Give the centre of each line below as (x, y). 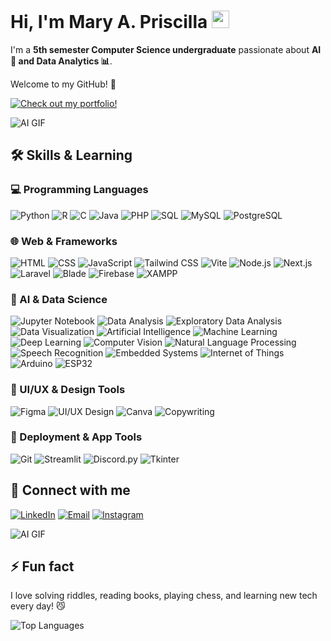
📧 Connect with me (70, 490)
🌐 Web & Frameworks (64, 241)
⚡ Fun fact (42, 566)
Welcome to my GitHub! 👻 (63, 84)
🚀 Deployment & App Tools (76, 437)
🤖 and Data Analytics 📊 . (61, 61)
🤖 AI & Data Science (59, 299)
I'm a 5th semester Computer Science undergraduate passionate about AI (166, 49)
